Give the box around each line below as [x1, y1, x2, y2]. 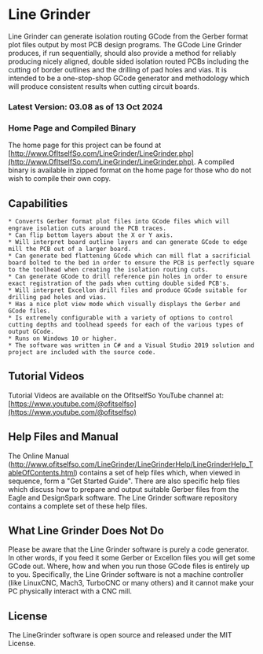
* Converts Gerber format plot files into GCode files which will [8, 217, 230, 225]
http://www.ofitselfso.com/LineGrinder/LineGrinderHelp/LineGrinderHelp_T [10, 459, 254, 469]
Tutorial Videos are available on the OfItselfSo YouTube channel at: [8, 390, 224, 400]
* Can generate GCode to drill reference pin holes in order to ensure [8, 272, 247, 280]
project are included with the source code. [8, 348, 156, 356]
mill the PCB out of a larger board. [8, 245, 132, 253]
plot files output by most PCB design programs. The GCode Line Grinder [8, 39, 242, 49]
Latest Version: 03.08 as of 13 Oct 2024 [8, 101, 163, 112]
